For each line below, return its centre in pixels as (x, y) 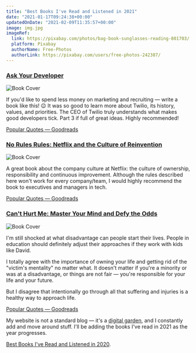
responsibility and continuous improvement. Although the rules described (94, 175)
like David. (18, 250)
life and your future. (30, 280)
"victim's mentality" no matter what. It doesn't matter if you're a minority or (97, 268)
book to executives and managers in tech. (56, 187)
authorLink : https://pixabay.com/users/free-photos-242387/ (86, 55)
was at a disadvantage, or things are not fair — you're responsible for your (96, 274)
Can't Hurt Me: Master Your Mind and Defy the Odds (82, 214)
